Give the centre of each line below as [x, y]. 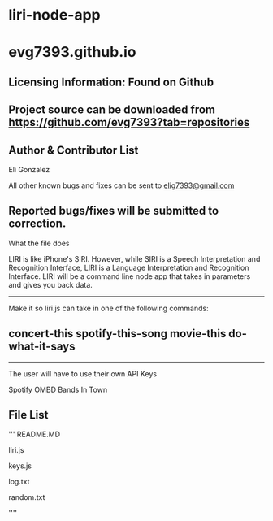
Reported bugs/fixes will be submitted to [114, 211]
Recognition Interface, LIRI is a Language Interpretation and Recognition [129, 267]
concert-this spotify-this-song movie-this [117, 334]
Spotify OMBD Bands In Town [58, 389]
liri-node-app [54, 15]
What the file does [39, 243]
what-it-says [42, 347]
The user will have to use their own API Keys [82, 373]
